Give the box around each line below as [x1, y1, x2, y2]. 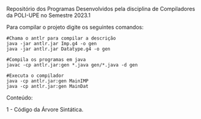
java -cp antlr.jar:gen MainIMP [6, 78, 89, 84]
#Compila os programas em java [6, 57, 86, 63]
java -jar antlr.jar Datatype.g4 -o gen [6, 46, 111, 52]
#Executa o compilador [6, 73, 64, 79]
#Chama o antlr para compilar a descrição [6, 35, 116, 41]
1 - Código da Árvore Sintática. [6, 106, 84, 113]
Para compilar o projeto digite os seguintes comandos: [6, 24, 144, 31]
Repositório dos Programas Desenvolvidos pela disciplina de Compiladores [6, 5, 196, 12]
